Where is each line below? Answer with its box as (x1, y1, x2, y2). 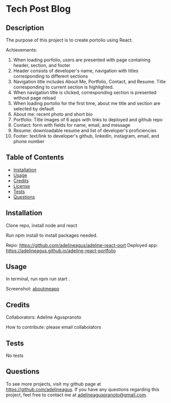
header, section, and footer (13, 62, 71, 68)
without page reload (13, 95, 56, 101)
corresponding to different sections (13, 73, 89, 79)
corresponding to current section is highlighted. (13, 84, 114, 90)
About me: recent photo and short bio (13, 111, 93, 117)
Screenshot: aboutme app (6, 286, 59, 292)
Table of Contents (6, 153, 65, 162)
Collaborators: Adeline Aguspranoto (6, 314, 81, 320)
